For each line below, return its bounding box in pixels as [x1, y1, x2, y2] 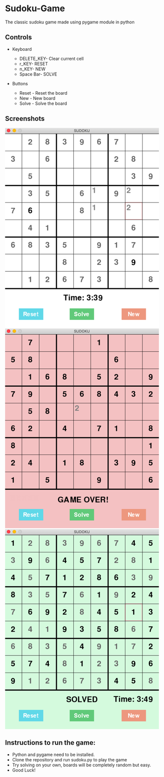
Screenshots [5, 115, 45, 123]
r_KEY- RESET [19, 60, 48, 66]
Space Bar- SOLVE [19, 71, 58, 77]
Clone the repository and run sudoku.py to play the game [12, 757, 127, 762]
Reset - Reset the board [19, 90, 67, 96]
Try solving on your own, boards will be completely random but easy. [12, 762, 151, 768]
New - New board [19, 95, 56, 101]
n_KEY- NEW [19, 66, 46, 72]
